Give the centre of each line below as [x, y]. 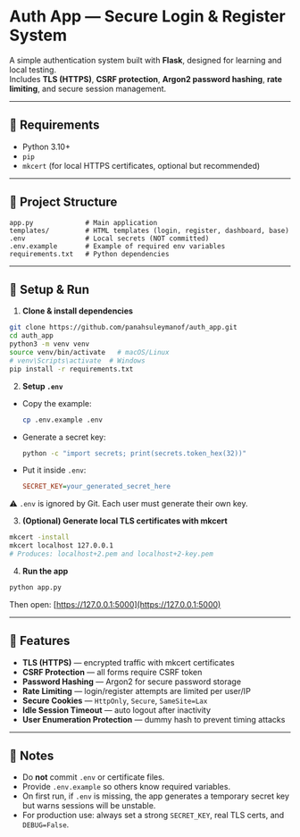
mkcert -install [39, 538]
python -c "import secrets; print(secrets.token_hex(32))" [134, 453]
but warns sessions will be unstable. [89, 806]
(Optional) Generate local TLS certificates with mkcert [125, 521]
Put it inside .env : [54, 470]
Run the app [45, 571]
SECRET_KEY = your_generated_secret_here [96, 487]
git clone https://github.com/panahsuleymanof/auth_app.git [124, 328]
